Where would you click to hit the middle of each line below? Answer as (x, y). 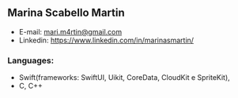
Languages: (31, 60)
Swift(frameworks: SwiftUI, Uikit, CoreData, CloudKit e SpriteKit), (124, 78)
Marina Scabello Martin (66, 13)
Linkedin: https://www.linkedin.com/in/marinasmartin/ (106, 40)
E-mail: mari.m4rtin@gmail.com (70, 31)
